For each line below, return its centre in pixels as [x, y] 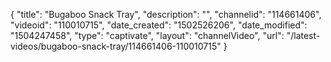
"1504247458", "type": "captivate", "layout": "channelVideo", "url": [147, 35]
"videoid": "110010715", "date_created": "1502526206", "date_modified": [159, 25]
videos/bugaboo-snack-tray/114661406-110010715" [116, 46]
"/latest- [303, 35]
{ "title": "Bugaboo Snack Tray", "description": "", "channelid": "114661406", [166, 14]
